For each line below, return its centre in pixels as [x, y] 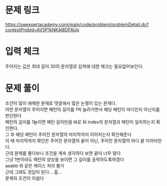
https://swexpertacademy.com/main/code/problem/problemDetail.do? [77, 24]
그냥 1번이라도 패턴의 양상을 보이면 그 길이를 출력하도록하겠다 [65, 159]
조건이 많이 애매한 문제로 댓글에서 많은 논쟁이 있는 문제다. [61, 103]
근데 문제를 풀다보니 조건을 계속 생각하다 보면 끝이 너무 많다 [63, 153]
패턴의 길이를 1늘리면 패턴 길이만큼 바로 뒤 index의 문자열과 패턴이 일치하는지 [80, 122]
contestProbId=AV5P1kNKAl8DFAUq [42, 29]
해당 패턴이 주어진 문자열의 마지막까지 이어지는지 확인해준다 [74, 134]
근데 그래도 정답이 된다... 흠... [34, 172]
